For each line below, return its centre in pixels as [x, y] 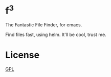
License [23, 55]
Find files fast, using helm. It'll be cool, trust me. [56, 35]
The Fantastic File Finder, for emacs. [44, 25]
